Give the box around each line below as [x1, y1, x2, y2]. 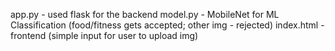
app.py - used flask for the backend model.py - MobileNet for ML [10, 9, 280, 20]
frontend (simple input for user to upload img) [10, 30, 199, 41]
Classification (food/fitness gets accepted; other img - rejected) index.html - [10, 19, 325, 31]
